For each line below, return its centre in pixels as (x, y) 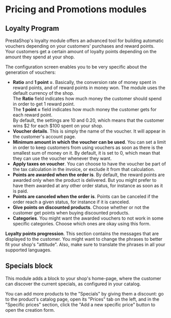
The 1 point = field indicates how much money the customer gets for (84, 109)
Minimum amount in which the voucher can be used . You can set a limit (89, 142)
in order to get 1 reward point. (44, 104)
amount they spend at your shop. (40, 57)
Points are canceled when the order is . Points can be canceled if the (86, 196)
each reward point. (32, 115)
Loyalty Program (32, 28)
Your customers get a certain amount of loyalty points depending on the (81, 51)
